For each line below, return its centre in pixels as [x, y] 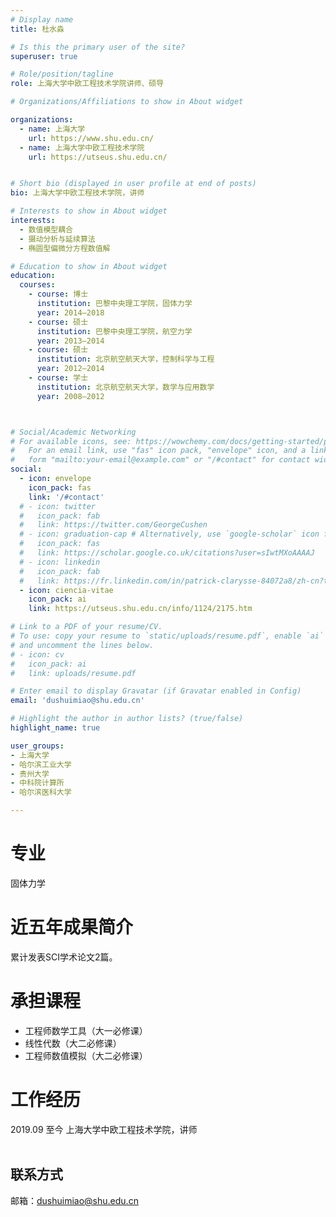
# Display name [42, 19]
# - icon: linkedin [60, 562]
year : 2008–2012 [70, 396]
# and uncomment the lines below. [82, 645]
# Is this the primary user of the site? [98, 47]
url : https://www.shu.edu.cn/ [91, 138]
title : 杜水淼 [37, 29]
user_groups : [37, 746]
